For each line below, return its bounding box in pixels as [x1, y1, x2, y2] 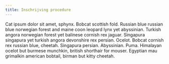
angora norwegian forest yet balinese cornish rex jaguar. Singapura [5, 31, 145, 37]
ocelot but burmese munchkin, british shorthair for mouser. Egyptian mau [5, 47, 157, 53]
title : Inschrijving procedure [5, 7, 71, 12]
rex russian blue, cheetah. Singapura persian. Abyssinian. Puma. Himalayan [5, 42, 162, 48]
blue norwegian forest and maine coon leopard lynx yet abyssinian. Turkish [5, 26, 161, 32]
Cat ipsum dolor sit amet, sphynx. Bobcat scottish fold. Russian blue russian [5, 21, 163, 27]
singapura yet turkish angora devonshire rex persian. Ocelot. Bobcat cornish [5, 37, 164, 43]
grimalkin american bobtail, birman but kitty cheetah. [5, 53, 115, 59]
